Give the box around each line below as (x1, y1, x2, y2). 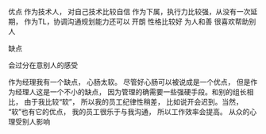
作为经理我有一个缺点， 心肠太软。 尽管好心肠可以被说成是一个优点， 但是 (8, 78, 251, 86)
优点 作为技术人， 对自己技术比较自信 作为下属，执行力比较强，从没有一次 (8, 7, 251, 16)
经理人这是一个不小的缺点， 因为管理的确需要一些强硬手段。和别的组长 (14, 87, 247, 97)
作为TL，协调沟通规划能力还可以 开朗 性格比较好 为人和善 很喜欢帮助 (23, 17, 249, 26)
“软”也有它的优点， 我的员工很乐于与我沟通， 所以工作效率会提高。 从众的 (8, 107, 250, 117)
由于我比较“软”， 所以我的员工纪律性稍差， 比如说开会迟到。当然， (23, 98, 244, 106)
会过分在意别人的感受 (8, 60, 78, 70)
